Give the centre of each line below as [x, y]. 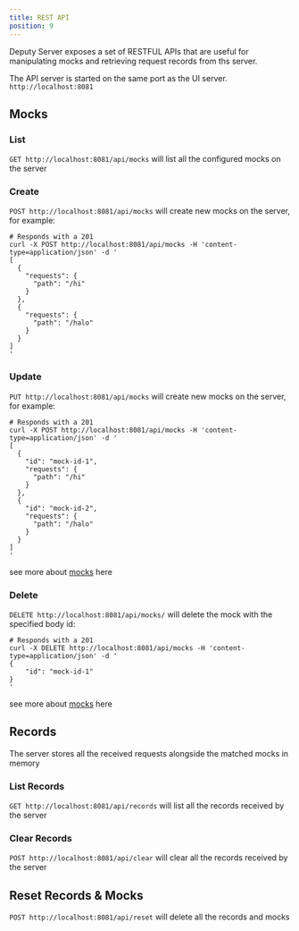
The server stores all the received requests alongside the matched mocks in [149, 753]
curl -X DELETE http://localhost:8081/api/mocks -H [107, 648]
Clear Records [41, 839]
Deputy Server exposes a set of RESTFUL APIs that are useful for [129, 51]
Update [25, 377]
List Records [37, 786]
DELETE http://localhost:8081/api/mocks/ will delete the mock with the [141, 614]
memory [25, 763]
